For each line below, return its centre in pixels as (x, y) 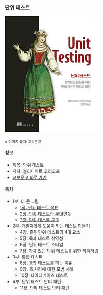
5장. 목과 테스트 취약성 (41, 238)
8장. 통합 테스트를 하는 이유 (46, 263)
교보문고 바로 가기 (29, 177)
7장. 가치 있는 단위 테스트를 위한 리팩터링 (59, 251)
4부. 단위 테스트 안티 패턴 (37, 281)
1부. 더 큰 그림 (26, 201)
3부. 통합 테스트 (27, 257)
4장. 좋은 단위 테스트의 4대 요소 (50, 232)
